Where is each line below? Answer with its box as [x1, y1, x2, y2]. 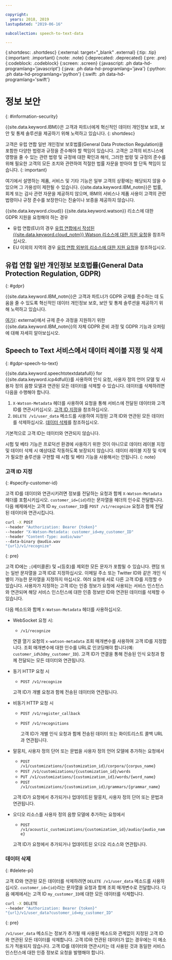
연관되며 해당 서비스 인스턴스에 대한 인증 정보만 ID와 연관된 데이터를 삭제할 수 [10, 589, 165, 595]
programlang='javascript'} [5, 66, 60, 72]
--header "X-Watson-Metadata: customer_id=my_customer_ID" [5, 529, 134, 535]
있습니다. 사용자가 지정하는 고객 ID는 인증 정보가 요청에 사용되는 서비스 [5, 583, 146, 589]
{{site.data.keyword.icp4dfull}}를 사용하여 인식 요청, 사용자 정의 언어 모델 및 [5, 376, 160, 382]
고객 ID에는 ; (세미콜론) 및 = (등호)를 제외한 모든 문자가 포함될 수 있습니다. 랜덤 [5, 563, 160, 569]
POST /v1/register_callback [20, 711, 80, 717]
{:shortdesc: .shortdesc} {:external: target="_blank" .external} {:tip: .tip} [5, 49, 157, 55]
